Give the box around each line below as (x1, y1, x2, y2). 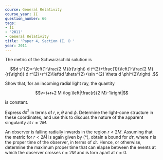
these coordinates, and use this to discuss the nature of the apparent (5, 114, 144, 120)
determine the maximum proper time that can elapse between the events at (5, 144, 156, 150)
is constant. (5, 99, 29, 105)
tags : (5, 20, 16, 26)
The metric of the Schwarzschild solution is (5, 56, 92, 62)
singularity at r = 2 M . (5, 120, 48, 126)
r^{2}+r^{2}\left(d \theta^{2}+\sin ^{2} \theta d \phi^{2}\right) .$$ (29, 71, 159, 77)
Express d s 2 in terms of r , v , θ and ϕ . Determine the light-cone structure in (5, 109, 153, 115)
